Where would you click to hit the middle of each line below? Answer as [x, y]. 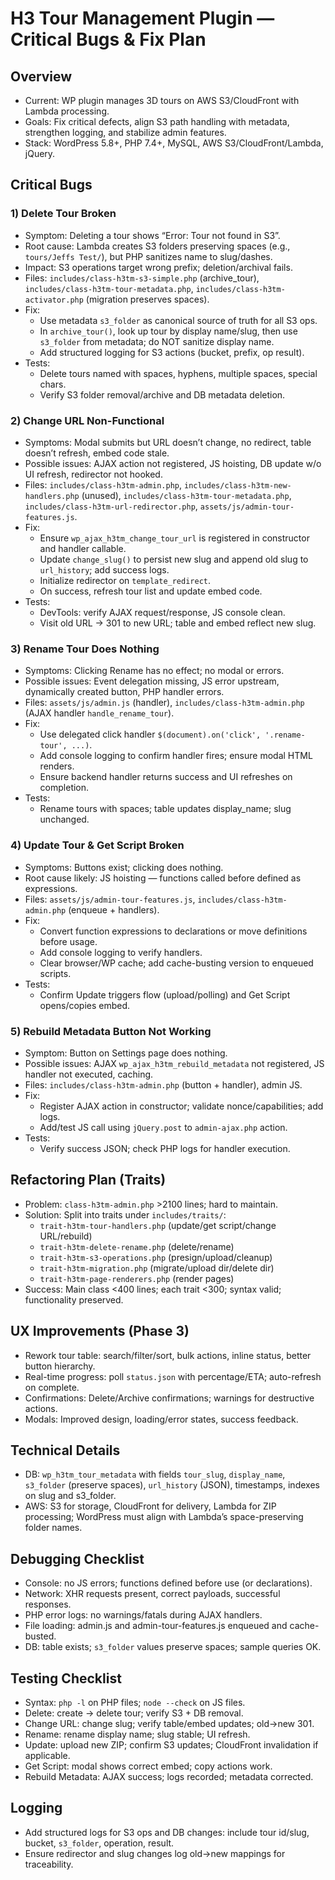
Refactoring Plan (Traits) [88, 1180]
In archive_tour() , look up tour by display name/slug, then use [168, 331]
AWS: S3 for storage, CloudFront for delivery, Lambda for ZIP [150, 1506]
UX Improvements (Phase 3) [100, 1331]
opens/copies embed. [85, 1005]
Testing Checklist [66, 1678]
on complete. [52, 1387]
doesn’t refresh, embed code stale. [97, 453]
